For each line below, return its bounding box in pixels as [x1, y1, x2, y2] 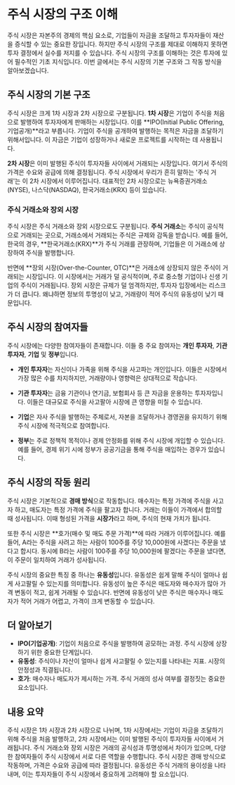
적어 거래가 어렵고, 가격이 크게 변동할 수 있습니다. [20, 596, 155, 605]
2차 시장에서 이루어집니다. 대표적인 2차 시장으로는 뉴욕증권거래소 [29, 177, 208, 185]
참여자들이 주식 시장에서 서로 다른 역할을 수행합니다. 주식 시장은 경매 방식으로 [14, 753, 227, 761]
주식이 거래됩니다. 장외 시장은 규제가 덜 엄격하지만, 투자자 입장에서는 [20, 281, 208, 289]
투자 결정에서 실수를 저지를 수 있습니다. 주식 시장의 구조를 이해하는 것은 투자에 [7, 49, 221, 57]
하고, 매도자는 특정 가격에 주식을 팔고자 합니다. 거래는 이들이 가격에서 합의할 [14, 505, 222, 514]
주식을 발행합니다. [25, 249, 75, 257]
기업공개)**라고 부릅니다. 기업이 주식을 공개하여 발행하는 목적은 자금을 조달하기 [7, 126, 224, 134]
